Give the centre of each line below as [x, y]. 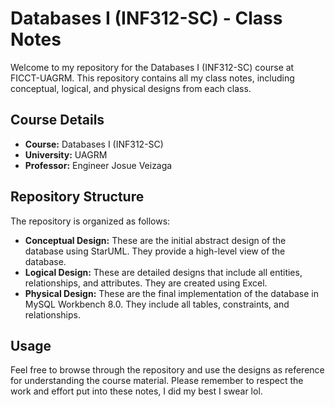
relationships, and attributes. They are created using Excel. [146, 283]
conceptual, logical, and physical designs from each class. [131, 88]
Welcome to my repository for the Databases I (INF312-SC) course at [152, 67]
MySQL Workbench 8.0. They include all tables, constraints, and [157, 304]
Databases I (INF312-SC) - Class [146, 18]
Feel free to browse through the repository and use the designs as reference [167, 370]
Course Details [57, 120]
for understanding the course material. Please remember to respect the [157, 381]
